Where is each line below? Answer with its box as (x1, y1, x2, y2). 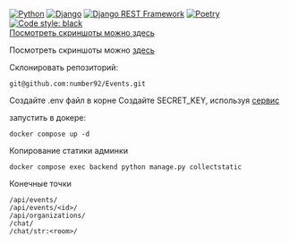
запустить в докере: (9, 113, 87, 122)
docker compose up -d (9, 130, 90, 139)
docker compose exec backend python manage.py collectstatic (9, 163, 242, 172)
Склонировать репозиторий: (9, 63, 119, 72)
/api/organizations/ (9, 211, 87, 220)
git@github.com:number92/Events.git (9, 80, 146, 88)
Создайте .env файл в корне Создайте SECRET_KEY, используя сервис (9, 95, 280, 105)
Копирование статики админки (9, 146, 128, 156)
